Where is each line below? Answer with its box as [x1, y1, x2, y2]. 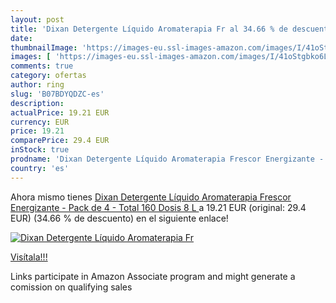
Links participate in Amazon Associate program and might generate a [10, 270, 296, 282]
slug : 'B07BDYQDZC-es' [10, 89, 105, 99]
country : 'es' [10, 163, 70, 173]
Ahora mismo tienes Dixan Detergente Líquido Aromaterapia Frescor [10, 191, 292, 203]
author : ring [10, 80, 65, 90]
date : [10, 33, 33, 43]
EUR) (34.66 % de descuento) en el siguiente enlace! [10, 212, 229, 224]
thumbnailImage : [10, 42, 78, 53]
